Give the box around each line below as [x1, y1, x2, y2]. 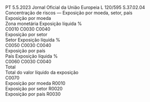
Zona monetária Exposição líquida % [5, 20, 82, 27]
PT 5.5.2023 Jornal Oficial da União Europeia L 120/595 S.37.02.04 [5, 5, 145, 10]
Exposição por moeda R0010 [5, 80, 66, 86]
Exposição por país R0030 [5, 91, 61, 97]
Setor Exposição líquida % [5, 37, 61, 43]
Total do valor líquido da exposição [5, 69, 79, 75]
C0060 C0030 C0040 [5, 59, 52, 64]
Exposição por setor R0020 [5, 86, 63, 91]
